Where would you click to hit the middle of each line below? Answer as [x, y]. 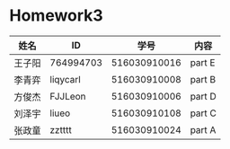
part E [203, 62]
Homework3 [56, 16]
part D [203, 96]
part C [203, 113]
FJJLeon [68, 96]
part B [203, 79]
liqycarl [65, 79]
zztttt [61, 129]
